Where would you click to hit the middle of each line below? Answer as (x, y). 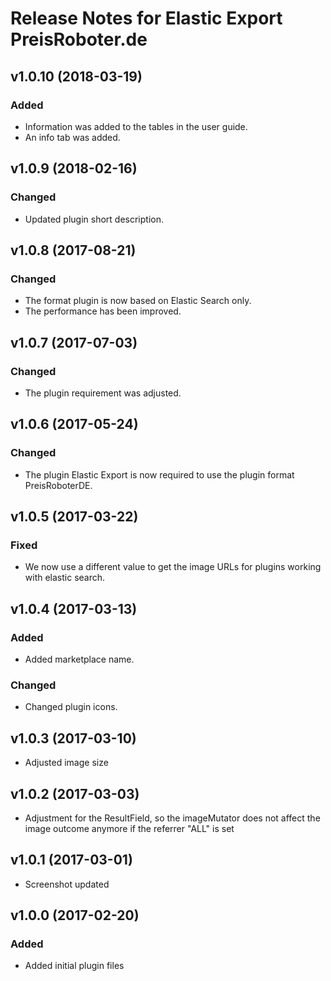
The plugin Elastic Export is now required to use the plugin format (159, 474)
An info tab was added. (72, 137)
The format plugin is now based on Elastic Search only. (138, 301)
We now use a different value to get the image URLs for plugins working (173, 567)
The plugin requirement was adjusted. (103, 393)
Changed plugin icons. (71, 707)
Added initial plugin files (74, 966)
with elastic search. (65, 578)
